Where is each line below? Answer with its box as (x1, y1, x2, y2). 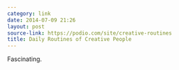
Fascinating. (7, 55, 42, 63)
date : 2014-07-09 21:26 (7, 17, 76, 24)
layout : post (7, 23, 45, 30)
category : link (7, 10, 51, 17)
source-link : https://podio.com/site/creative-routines (7, 29, 172, 37)
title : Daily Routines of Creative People (7, 36, 132, 43)
